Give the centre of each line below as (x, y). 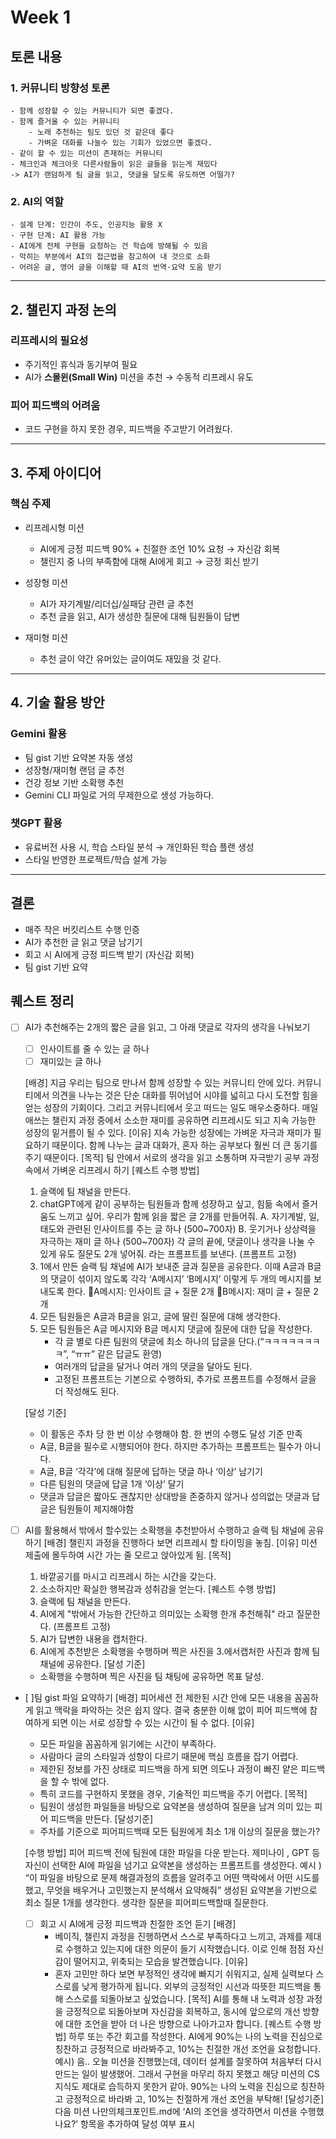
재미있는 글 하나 (70, 1061)
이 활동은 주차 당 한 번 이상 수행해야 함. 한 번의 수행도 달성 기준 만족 (171, 1433)
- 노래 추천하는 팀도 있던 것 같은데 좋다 (101, 132)
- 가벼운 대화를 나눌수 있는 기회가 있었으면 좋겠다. (120, 142)
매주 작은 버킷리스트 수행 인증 (82, 929)
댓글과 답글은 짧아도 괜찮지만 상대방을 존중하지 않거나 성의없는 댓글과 (174, 1496)
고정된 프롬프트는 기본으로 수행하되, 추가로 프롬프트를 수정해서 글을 (185, 1378)
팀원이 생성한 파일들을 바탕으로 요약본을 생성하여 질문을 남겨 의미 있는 (176, 1806)
